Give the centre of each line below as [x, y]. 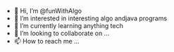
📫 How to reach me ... [46, 41]
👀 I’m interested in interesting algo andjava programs [91, 18]
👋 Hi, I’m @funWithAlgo [48, 11]
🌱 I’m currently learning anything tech [68, 26]
